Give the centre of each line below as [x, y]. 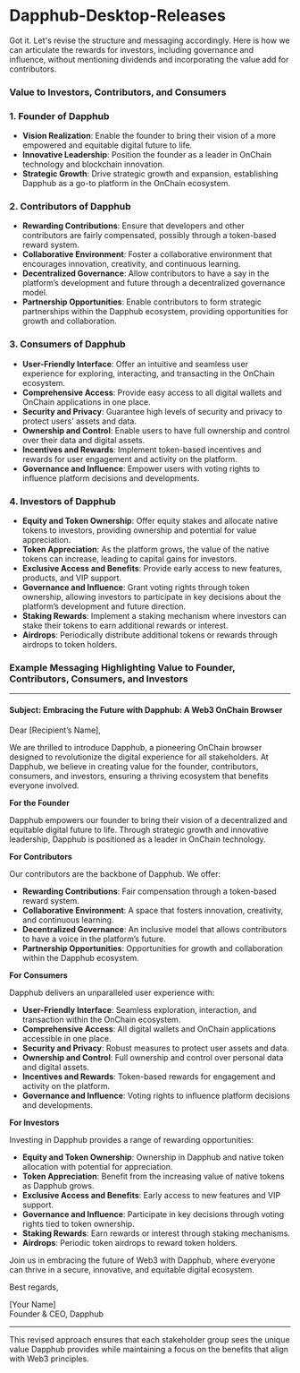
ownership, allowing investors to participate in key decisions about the [151, 597]
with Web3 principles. [49, 1359]
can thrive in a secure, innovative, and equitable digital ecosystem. [132, 1269]
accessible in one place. [67, 1038]
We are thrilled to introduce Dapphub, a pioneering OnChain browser [136, 747]
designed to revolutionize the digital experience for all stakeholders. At [139, 757]
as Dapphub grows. [58, 1185]
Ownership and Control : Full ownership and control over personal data [153, 1057]
